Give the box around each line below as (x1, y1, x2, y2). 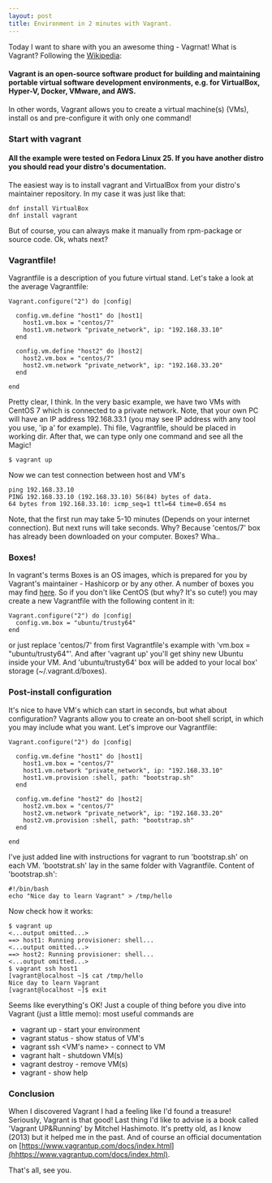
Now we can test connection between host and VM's (8, 470, 186, 480)
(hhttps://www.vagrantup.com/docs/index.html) (8, 1150, 168, 1159)
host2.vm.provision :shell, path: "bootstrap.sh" (23, 816, 195, 825)
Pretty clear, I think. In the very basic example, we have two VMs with (8, 397, 241, 407)
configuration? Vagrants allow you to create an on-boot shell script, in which (8, 713, 264, 723)
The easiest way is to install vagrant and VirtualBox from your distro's (8, 180, 241, 189)
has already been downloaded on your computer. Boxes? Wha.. (8, 531, 221, 541)
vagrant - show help (19, 1068, 88, 1077)
